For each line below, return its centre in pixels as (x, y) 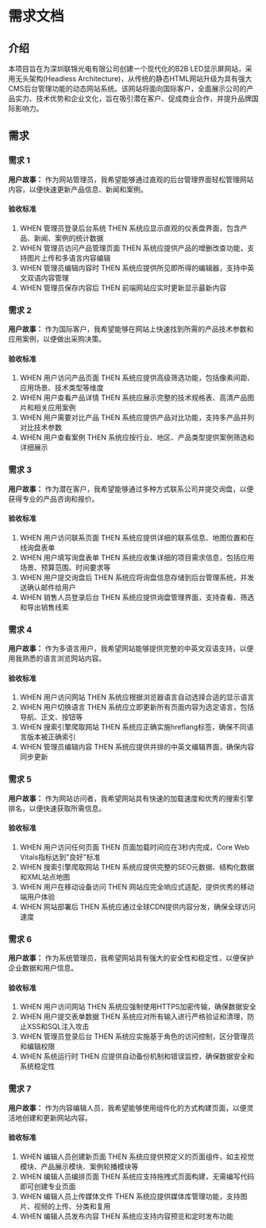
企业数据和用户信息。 (43, 968)
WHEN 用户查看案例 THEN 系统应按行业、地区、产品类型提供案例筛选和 (137, 437)
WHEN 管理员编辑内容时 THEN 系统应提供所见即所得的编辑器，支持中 (133, 268)
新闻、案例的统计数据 (69, 238)
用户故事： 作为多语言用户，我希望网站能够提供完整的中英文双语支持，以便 (131, 649)
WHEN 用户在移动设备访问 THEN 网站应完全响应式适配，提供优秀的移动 (137, 886)
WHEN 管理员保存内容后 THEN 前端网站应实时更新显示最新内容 (123, 288)
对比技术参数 (40, 428)
